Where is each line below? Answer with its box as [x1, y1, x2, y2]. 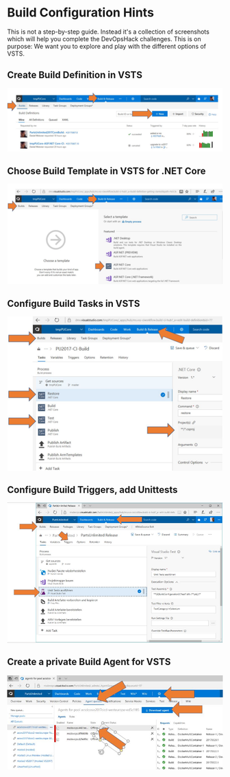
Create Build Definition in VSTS [7, 69, 142, 81]
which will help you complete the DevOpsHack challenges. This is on [7, 34, 202, 43]
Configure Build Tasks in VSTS [7, 297, 140, 310]
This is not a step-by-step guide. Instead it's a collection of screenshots [7, 27, 210, 36]
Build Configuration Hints [7, 5, 154, 21]
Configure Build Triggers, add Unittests [7, 484, 178, 496]
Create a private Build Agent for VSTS [7, 656, 171, 668]
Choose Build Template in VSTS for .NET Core [7, 165, 206, 176]
